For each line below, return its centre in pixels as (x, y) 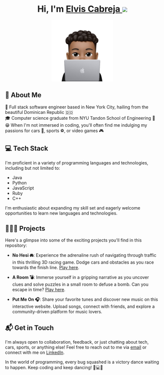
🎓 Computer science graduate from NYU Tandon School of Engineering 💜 (80, 118)
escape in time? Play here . (39, 290)
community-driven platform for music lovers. (57, 312)
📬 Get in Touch (29, 328)
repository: (16, 245)
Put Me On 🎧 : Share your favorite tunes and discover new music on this (85, 299)
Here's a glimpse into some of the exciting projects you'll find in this (73, 240)
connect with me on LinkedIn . (35, 352)
